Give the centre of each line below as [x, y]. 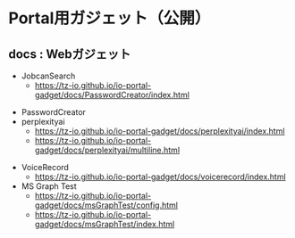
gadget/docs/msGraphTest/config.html [106, 205]
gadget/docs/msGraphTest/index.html [105, 224]
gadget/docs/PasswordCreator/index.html [112, 95]
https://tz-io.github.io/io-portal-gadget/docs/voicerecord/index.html [160, 176]
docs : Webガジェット [70, 54]
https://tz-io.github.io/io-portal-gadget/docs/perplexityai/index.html [160, 131]
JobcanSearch [48, 76]
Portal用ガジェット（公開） [110, 18]
